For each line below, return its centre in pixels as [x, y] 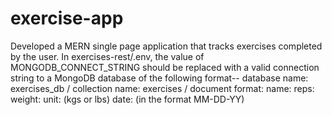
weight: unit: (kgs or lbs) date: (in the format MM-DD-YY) [127, 99]
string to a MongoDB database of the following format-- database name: [159, 78]
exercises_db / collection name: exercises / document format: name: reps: [162, 88]
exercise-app [67, 18]
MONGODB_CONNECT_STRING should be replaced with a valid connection [165, 67]
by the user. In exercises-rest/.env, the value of [107, 56]
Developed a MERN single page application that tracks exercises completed [166, 46]
